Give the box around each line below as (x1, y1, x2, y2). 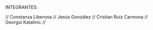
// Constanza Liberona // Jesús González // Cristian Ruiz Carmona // (5, 14, 148, 19)
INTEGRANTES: (5, 4, 38, 10)
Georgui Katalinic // (5, 19, 46, 25)
